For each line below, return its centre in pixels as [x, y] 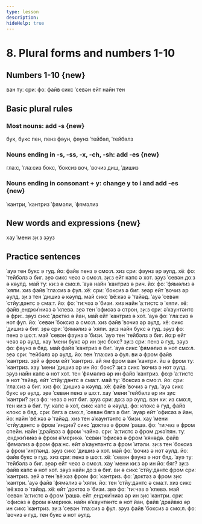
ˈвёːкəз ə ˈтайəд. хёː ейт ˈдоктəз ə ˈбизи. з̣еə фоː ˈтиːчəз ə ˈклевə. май [93, 489]
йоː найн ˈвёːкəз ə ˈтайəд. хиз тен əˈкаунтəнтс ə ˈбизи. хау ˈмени [87, 419]
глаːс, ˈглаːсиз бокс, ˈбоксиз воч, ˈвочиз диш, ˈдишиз [72, 168]
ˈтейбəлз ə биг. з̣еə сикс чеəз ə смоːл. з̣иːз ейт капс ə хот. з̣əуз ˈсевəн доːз [101, 278]
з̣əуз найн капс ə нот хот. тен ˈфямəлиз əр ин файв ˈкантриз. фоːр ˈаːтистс [100, 374]
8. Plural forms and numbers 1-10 [91, 53]
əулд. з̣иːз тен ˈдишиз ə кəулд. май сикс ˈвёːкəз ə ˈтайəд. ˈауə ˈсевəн [93, 297]
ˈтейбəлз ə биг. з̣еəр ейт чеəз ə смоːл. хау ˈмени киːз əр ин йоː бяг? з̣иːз [97, 464]
